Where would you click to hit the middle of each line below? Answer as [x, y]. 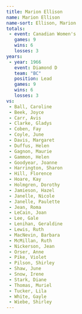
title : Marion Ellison [34, 12]
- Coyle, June [26, 135]
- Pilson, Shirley [32, 263]
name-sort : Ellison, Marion [41, 23]
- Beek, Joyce [26, 112]
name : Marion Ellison [33, 17]
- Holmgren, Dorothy [34, 185]
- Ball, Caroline [30, 107]
